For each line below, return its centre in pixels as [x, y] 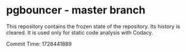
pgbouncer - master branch [76, 10]
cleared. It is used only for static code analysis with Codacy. [80, 32]
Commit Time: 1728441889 [39, 44]
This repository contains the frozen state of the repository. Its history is [93, 26]
